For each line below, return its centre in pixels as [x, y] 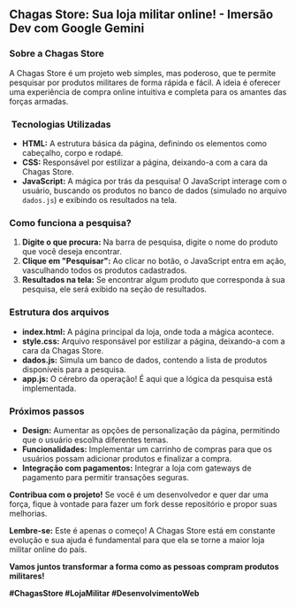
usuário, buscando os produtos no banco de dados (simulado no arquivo [154, 191]
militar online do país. [48, 549]
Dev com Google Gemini [77, 29]
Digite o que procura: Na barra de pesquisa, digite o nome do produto [150, 242]
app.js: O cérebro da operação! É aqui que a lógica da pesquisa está [147, 378]
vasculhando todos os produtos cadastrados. [104, 270]
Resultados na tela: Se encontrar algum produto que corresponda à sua [153, 280]
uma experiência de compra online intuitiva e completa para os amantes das [148, 91]
